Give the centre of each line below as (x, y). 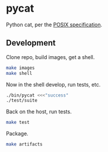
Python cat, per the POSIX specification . (54, 25)
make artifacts (24, 144)
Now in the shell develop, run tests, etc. (53, 84)
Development (31, 43)
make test (18, 122)
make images (20, 68)
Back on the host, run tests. (39, 112)
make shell (19, 73)
